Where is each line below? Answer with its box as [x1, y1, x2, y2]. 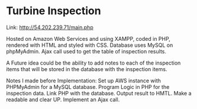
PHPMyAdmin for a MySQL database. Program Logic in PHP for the [6, 83, 170, 90]
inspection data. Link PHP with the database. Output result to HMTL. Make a [6, 89, 192, 97]
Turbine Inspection [6, 4, 102, 18]
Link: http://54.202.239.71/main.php [6, 24, 93, 31]
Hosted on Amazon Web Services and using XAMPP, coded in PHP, [6, 35, 170, 42]
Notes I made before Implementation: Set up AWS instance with [6, 77, 162, 84]
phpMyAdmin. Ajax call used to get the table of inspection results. [6, 47, 167, 54]
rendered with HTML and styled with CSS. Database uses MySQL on [6, 41, 173, 49]
